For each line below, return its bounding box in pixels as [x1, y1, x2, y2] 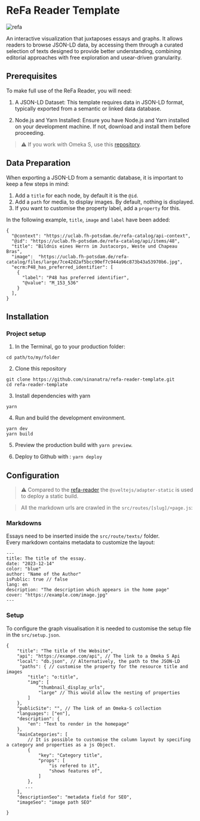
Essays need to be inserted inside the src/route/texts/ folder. [6, 532, 160, 540]
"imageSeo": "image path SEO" [17, 799, 93, 805]
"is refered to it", [48, 763, 100, 768]
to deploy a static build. [20, 493, 79, 500]
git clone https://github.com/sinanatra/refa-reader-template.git [6, 376, 175, 382]
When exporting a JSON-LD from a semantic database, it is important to [6, 174, 183, 181]
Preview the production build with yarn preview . [14, 442, 133, 449]
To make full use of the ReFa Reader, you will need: [6, 87, 133, 94]
